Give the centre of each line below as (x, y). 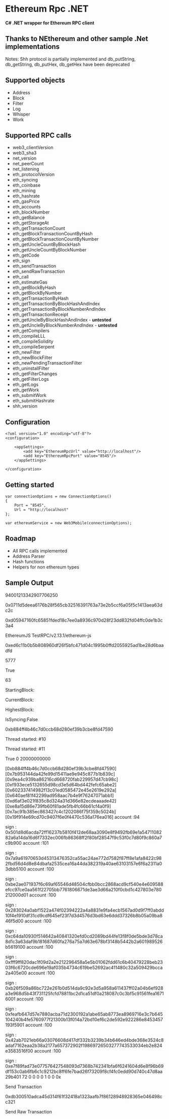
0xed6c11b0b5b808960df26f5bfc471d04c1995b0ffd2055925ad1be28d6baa (84, 645)
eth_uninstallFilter (31, 369)
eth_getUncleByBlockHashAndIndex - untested (62, 320)
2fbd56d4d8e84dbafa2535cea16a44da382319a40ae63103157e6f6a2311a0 (84, 863)
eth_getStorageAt (31, 223)
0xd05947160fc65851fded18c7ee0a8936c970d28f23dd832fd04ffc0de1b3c (84, 620)
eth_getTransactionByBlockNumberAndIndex (59, 309)
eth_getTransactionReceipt (40, 314)
